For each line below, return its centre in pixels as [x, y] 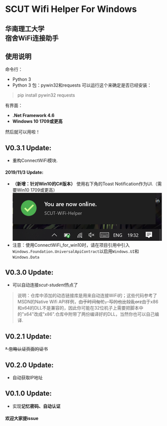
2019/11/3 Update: [24, 172]
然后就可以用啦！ [23, 132]
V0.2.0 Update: [29, 365]
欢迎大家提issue [22, 419]
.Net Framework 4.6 [33, 115]
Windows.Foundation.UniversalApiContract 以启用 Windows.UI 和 [76, 251]
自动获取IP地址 [28, 377]
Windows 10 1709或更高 [38, 121]
